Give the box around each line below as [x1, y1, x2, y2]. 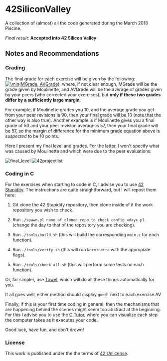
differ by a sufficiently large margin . [5, 97, 81, 103]
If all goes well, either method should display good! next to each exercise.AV [5, 291, 162, 297]
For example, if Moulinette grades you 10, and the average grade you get [5, 106, 155, 113]
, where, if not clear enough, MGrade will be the [59, 81, 158, 87]
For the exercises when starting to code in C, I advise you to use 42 [5, 181, 144, 187]
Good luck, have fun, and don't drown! [5, 327, 84, 333]
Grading [5, 64, 25, 71]
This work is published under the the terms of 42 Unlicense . [5, 351, 129, 357]
